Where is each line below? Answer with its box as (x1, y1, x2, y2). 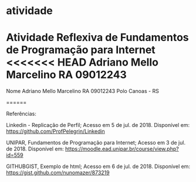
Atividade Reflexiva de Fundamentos (6, 31, 189, 44)
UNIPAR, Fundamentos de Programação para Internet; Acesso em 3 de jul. (6, 139, 186, 146)
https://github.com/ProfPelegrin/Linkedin (6, 128, 106, 135)
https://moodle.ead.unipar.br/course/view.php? (65, 145, 179, 153)
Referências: (6, 110, 37, 118)
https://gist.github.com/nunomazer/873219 (6, 169, 110, 176)
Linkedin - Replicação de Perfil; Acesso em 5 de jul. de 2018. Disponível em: (6, 122, 190, 129)
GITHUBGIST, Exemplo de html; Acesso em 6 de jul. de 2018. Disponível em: (6, 163, 191, 170)
